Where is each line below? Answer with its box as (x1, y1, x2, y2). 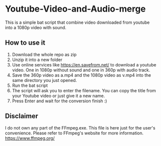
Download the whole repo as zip (12, 51, 77, 57)
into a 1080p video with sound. (5, 24, 66, 30)
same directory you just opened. (12, 77, 77, 83)
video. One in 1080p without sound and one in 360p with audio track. (12, 67, 150, 73)
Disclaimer (5, 112, 38, 120)
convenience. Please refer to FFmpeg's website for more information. (5, 130, 144, 136)
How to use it (5, 39, 46, 47)
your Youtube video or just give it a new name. (12, 93, 105, 98)
